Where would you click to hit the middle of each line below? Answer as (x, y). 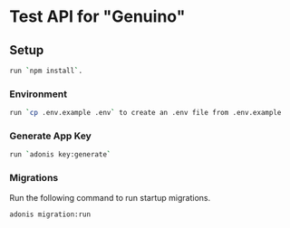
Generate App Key (51, 136)
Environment (39, 94)
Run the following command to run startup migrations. (110, 197)
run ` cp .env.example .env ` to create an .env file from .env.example (145, 113)
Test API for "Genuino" (97, 17)
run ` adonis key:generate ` (60, 155)
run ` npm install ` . (46, 71)
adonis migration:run (50, 214)
